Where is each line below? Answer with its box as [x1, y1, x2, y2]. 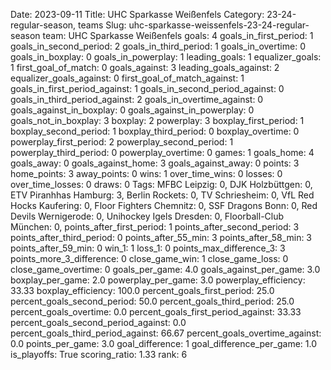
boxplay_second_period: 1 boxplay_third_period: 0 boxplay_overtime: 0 [10, 125, 300, 137]
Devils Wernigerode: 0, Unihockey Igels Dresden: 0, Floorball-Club [10, 210, 285, 222]
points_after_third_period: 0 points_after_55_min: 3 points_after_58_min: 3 [10, 232, 313, 243]
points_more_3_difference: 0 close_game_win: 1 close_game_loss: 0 [10, 253, 289, 264]
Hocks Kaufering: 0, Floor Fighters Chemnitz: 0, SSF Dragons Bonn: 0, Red [10, 200, 318, 211]
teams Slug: [78, 19, 127, 31]
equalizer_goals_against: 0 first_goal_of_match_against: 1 [10, 72, 245, 84]
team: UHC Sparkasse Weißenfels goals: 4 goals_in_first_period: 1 [42, 30, 314, 41]
